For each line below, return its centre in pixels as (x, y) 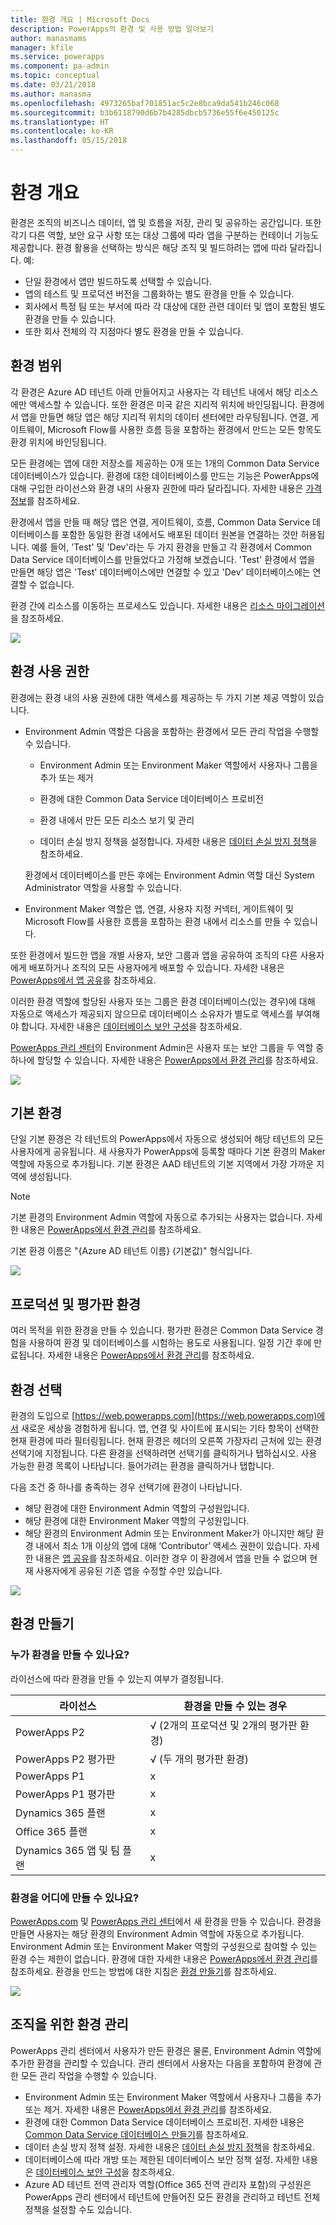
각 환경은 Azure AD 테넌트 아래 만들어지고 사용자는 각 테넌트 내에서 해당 (151, 392)
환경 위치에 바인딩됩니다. (58, 442)
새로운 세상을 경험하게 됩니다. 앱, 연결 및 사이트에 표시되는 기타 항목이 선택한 (170, 1428)
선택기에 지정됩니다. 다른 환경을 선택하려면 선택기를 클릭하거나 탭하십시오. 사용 (164, 1453)
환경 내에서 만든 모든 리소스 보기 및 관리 (117, 820)
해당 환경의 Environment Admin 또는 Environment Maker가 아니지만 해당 (169, 1533)
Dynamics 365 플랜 (60, 1813)
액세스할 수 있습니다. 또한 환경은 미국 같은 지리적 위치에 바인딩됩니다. (163, 404)
